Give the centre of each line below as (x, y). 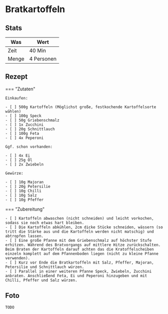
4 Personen (43, 59)
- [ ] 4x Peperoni (24, 138)
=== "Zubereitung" (25, 209)
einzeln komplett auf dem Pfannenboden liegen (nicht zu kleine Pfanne (82, 253)
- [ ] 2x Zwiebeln (24, 164)
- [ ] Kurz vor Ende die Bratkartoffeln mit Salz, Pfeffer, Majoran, (80, 263)
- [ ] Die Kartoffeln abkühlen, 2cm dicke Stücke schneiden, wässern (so (84, 227)
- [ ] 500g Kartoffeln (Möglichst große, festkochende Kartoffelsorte (81, 107)
